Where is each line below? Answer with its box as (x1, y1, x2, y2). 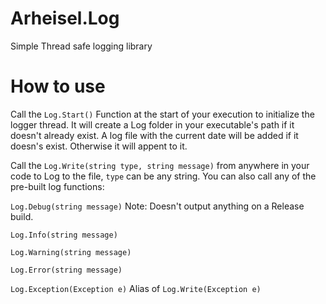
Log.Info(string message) (10, 230, 118, 240)
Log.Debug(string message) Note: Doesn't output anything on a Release (10, 200, 305, 212)
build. (10, 210, 34, 222)
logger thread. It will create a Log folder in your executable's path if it (10, 118, 295, 131)
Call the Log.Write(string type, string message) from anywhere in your (10, 159, 310, 171)
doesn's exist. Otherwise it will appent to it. (10, 140, 188, 152)
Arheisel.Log (10, 7, 120, 30)
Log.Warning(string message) (10, 247, 132, 257)
